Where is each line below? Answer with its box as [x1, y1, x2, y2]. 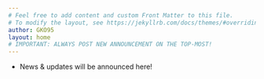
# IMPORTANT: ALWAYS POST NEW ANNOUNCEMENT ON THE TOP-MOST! [8, 41, 213, 48]
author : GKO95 [8, 26, 55, 34]
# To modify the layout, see [8, 19, 104, 27]
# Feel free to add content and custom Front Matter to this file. [8, 11, 234, 20]
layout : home [8, 33, 51, 41]
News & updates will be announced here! [19, 62, 153, 71]
